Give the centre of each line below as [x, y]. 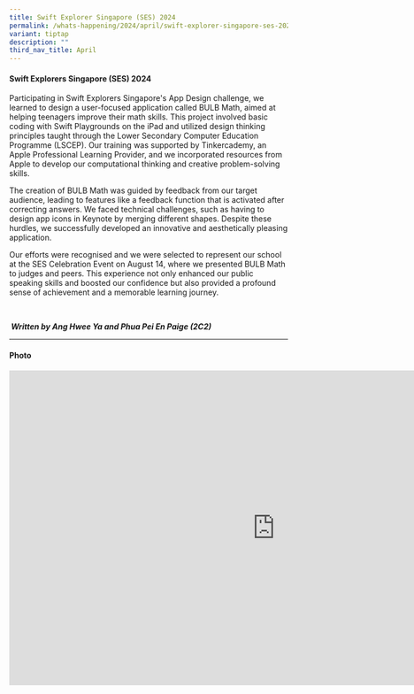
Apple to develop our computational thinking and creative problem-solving [145, 164]
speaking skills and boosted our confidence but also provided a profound [142, 283]
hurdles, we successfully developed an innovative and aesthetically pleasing [149, 228]
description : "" [39, 42]
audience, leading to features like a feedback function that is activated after [147, 200]
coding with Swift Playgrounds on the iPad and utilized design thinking [137, 127]
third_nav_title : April [53, 50]
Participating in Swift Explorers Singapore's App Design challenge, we [137, 98]
